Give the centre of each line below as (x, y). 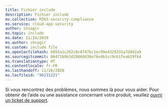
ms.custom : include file (31, 47)
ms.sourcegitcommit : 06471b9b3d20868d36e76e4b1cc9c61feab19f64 (73, 57)
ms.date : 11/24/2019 (27, 38)
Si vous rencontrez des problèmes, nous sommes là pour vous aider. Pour (82, 89)
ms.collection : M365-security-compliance (50, 19)
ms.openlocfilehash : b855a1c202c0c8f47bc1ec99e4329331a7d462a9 (73, 52)
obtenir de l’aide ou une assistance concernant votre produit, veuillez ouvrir (84, 95)
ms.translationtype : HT (30, 61)
